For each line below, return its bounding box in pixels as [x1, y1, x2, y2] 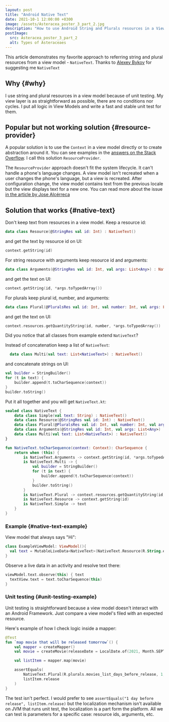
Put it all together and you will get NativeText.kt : [5, 398, 107, 405]
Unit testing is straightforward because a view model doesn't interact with [5, 605, 158, 611]
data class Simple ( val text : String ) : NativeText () [14, 413, 127, 418]
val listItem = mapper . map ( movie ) [14, 658, 87, 663]
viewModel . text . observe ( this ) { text [5, 572, 84, 577]
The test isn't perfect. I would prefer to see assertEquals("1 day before [5, 695, 154, 701]
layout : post [5, 7, 33, 13]
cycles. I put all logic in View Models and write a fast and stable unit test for [5, 103, 162, 109]
